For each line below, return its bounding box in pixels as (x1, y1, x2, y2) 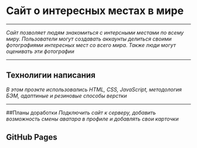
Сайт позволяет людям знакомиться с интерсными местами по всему (6, 29, 184, 36)
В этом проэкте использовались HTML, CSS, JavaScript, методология (6, 86, 182, 93)
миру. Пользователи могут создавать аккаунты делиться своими (6, 35, 172, 42)
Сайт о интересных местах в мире (6, 4, 184, 18)
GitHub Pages (6, 132, 57, 142)
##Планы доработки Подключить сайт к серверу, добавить (6, 109, 157, 116)
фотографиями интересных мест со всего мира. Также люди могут (6, 41, 176, 48)
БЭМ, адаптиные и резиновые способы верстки (6, 92, 127, 99)
